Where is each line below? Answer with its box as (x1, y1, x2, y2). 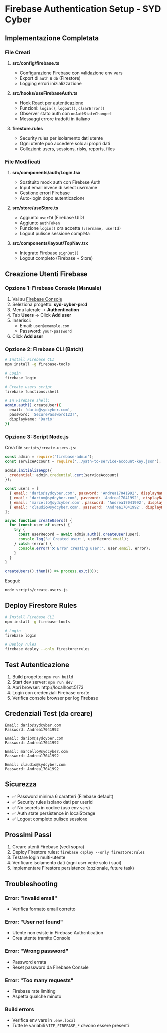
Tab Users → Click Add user (12, 312, 71, 318)
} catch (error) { (14, 541, 52, 546)
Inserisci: (12, 317, 31, 323)
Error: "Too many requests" (5, 977, 74, 984)
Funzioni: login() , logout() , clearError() (19, 105, 105, 111)
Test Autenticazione (5, 660, 70, 669)
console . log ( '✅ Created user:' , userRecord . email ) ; (18, 537, 129, 542)
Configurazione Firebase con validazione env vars (19, 70, 123, 76)
